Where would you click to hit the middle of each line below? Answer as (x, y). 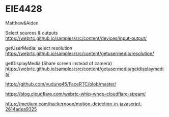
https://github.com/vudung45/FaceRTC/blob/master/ (61, 84)
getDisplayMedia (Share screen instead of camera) (59, 63)
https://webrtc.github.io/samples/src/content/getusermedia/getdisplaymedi (84, 69)
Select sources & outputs (32, 33)
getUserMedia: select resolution (39, 48)
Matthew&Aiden (22, 23)
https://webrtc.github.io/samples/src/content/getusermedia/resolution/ (80, 53)
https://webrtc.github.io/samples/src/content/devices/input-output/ (76, 38)
